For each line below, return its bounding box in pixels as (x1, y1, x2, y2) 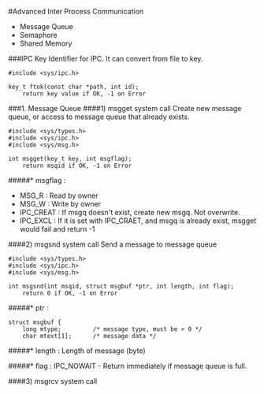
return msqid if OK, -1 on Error (22, 162, 132, 169)
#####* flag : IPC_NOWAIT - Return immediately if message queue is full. (8, 362, 247, 370)
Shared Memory (19, 39, 73, 48)
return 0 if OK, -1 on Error (22, 289, 118, 297)
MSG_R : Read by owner (19, 191, 99, 200)
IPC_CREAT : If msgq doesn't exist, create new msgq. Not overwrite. (19, 208, 240, 217)
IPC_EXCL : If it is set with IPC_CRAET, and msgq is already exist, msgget (19, 216, 257, 225)
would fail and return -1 (19, 225, 95, 233)
